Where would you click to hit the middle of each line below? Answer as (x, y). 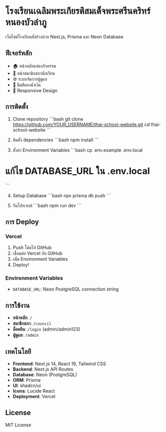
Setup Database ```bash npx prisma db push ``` (62, 195)
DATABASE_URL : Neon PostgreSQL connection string (66, 289)
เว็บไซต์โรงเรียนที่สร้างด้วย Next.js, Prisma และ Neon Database (64, 36)
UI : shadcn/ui (27, 386)
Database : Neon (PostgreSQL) (45, 375)
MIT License (18, 425)
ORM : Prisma (27, 380)
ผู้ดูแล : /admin (26, 335)
